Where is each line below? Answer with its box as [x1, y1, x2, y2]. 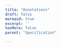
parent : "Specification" [5, 30, 57, 35]
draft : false [5, 12, 32, 17]
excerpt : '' [5, 21, 30, 26]
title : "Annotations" [5, 7, 50, 12]
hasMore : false [5, 26, 37, 31]
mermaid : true [5, 16, 35, 21]
